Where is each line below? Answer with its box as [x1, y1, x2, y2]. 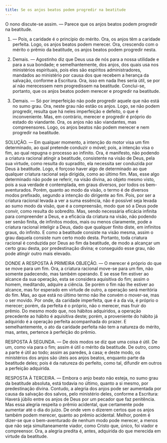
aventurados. [5, 187, 32, 193]
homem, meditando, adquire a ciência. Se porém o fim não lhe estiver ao [5, 281, 155, 287]
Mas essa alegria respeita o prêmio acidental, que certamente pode [5, 401, 144, 407]
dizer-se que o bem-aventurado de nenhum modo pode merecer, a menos [5, 417, 158, 423]
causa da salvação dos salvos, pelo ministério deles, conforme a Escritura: [5, 391, 159, 397]
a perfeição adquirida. [5, 365, 51, 371]
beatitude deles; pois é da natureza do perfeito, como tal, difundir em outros [5, 360, 162, 366]
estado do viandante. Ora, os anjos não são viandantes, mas [12, 119, 137, 125]
